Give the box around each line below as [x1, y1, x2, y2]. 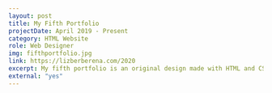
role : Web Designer [8, 42, 74, 50]
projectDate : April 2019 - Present [8, 27, 129, 35]
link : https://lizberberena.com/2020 [8, 57, 136, 66]
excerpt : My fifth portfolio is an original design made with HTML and [8, 65, 255, 73]
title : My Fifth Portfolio [8, 19, 100, 27]
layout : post [8, 11, 53, 20]
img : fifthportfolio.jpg [8, 49, 92, 57]
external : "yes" [8, 72, 63, 80]
